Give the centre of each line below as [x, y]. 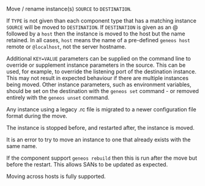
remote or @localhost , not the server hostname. [66, 46]
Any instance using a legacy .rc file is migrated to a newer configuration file [102, 109]
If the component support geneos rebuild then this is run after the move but [102, 158]
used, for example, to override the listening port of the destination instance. [102, 72]
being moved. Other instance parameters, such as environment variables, [99, 84]
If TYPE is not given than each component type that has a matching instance [102, 20]
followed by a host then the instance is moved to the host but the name [96, 34]
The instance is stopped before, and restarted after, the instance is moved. [100, 128]
